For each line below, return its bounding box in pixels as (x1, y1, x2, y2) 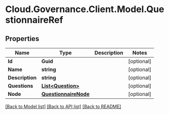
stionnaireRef (5, 14, 63, 26)
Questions (8, 82, 33, 89)
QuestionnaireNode (41, 91, 90, 97)
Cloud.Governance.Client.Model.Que (5, 4, 164, 15)
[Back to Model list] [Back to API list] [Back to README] (5, 103, 121, 109)
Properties (5, 34, 39, 43)
